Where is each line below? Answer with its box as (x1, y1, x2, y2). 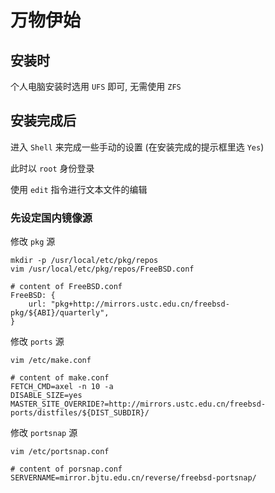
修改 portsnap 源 (10, 427, 78, 439)
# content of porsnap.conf (10, 464, 123, 475)
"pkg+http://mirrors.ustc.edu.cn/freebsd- (50, 299, 230, 310)
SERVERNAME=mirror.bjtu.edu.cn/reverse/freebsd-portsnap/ (10, 473, 257, 483)
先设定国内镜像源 (10, 211, 93, 225)
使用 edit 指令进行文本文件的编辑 (10, 183, 148, 195)
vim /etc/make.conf (10, 356, 92, 366)
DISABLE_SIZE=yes (10, 391, 83, 401)
